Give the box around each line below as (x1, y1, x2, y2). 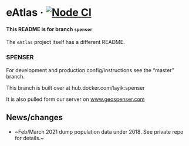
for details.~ (14, 134, 44, 141)
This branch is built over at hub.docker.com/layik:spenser (6, 84, 145, 91)
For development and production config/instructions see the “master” (6, 66, 174, 73)
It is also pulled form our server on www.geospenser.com (6, 96, 145, 103)
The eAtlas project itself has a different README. (6, 39, 125, 46)
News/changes (6, 113, 63, 123)
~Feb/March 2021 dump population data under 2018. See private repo (14, 128, 184, 135)
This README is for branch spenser (6, 25, 93, 32)
